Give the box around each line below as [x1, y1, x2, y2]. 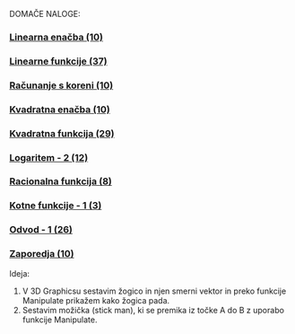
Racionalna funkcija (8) [9, 175, 112, 188]
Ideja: [9, 268, 30, 278]
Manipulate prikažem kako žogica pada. [22, 294, 170, 305]
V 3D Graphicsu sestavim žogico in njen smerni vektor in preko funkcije [22, 286, 287, 296]
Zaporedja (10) [9, 248, 74, 260]
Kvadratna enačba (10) [9, 103, 110, 116]
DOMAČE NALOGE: [9, 9, 81, 19]
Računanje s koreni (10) [9, 79, 114, 92]
